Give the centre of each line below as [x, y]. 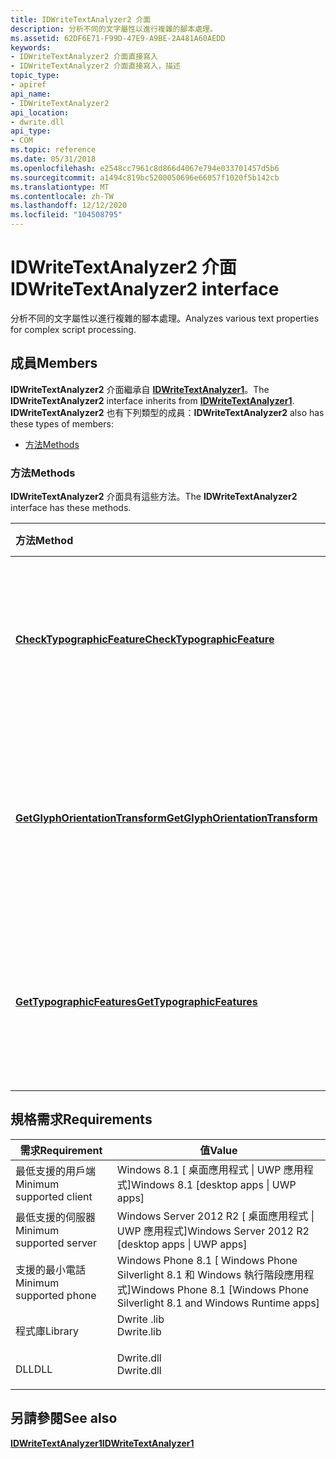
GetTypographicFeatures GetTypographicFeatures [136, 1002]
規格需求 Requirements [81, 1119]
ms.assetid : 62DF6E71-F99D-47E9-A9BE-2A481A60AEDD [118, 38]
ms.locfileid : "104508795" [66, 215]
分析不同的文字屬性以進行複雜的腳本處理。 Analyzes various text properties [165, 318]
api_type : [31, 131]
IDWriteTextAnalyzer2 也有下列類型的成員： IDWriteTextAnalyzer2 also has [167, 412]
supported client [54, 1196]
